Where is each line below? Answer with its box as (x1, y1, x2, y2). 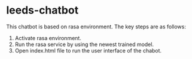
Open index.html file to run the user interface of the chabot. (14, 47, 162, 54)
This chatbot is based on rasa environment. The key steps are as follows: (6, 23, 187, 30)
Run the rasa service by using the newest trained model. (14, 41, 154, 48)
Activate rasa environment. (14, 34, 82, 41)
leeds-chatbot (6, 4, 79, 17)
